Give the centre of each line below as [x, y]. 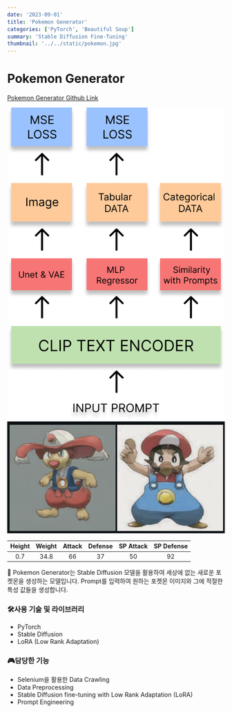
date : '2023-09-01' [35, 15]
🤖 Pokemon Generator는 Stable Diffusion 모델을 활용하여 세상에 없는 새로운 [111, 573]
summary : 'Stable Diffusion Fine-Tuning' [68, 37]
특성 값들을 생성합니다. [38, 590]
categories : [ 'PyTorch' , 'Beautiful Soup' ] [71, 29]
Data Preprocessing [45, 687]
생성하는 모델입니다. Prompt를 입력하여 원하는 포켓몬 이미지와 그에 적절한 [124, 581]
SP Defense [171, 546]
